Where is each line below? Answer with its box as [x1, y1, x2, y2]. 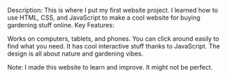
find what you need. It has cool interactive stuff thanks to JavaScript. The [7, 42, 221, 50]
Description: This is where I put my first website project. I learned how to [7, 6, 219, 14]
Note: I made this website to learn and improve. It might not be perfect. [7, 63, 213, 71]
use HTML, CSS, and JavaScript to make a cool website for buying [7, 13, 201, 22]
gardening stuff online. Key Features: [7, 21, 115, 29]
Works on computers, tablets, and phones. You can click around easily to [7, 34, 220, 43]
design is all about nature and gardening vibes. [7, 49, 144, 58]
